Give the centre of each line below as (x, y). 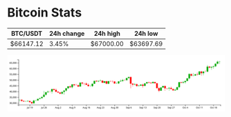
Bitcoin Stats (45, 13)
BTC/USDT (27, 34)
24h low (146, 34)
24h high (107, 34)
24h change (67, 34)
